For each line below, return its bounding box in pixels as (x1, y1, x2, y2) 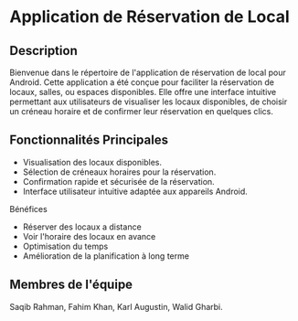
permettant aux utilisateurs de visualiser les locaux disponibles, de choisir (9, 96, 288, 107)
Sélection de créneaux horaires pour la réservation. (22, 166, 217, 177)
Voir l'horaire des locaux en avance (22, 230, 156, 241)
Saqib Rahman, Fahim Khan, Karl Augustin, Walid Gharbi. (9, 301, 224, 312)
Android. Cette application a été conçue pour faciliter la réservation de (9, 77, 274, 88)
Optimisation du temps (22, 241, 109, 251)
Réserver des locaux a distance (22, 221, 142, 232)
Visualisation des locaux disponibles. (22, 156, 163, 167)
